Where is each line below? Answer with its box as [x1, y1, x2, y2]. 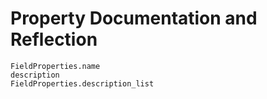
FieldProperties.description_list [10, 78, 155, 89]
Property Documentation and [10, 7, 258, 30]
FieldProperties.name [10, 61, 101, 71]
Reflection [10, 28, 98, 51]
